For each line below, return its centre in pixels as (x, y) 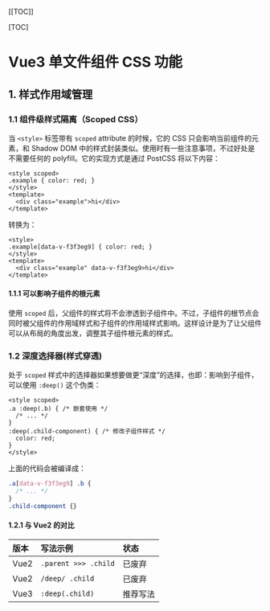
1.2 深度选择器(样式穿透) (55, 356)
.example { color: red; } (51, 180)
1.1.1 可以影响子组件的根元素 (54, 293)
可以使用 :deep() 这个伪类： (55, 385)
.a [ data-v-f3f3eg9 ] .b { (50, 484)
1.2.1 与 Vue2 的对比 (41, 525)
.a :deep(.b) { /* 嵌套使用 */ (58, 409)
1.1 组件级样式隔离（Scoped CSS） (76, 119)
